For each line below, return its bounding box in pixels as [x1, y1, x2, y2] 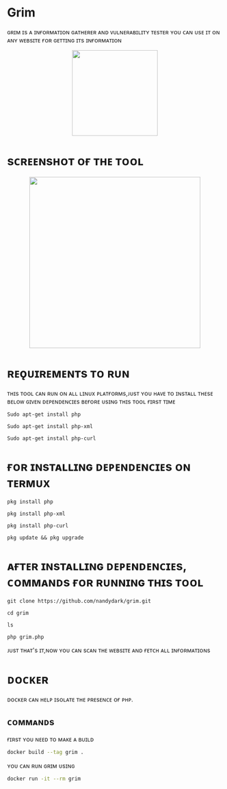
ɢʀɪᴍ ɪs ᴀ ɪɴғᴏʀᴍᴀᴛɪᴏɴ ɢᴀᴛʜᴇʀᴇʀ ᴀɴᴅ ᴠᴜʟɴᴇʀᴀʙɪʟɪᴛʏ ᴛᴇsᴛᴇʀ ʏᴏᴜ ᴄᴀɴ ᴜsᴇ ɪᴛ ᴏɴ [7, 27, 220, 36]
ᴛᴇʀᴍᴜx [7, 475, 51, 490]
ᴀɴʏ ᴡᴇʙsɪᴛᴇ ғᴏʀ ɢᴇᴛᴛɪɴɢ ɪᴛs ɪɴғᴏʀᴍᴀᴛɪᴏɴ [7, 36, 122, 44]
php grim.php [7, 634, 44, 640]
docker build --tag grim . [7, 749, 84, 756]
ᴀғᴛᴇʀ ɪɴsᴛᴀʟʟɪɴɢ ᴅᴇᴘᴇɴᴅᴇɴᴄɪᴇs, [7, 558, 187, 573]
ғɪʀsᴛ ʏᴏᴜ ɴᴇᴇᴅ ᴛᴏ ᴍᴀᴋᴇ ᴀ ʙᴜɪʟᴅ [7, 735, 94, 744]
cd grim [7, 610, 29, 616]
